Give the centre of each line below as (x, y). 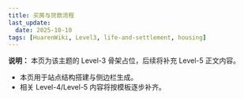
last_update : (30, 23)
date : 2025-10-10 (44, 30)
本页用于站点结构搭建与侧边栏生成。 (79, 77)
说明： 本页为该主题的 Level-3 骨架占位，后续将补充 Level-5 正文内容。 (124, 60)
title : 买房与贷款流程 (41, 15)
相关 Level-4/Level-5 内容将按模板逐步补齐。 (92, 87)
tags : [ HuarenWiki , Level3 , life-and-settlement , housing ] (107, 37)
